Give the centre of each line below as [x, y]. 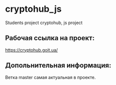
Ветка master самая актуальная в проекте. [50, 77]
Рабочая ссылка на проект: [50, 38]
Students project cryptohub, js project [44, 23]
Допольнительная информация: [58, 66]
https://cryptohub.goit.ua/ [31, 50]
